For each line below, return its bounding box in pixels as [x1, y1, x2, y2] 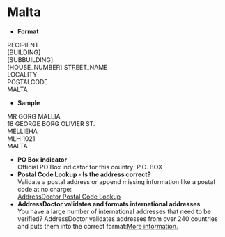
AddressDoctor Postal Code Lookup [17, 192, 121, 201]
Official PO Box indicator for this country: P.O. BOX [17, 162, 163, 171]
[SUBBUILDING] [7, 55, 54, 63]
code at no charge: [17, 185, 72, 193]
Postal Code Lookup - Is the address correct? [17, 170, 151, 178]
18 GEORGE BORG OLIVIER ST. [7, 119, 95, 128]
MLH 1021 [7, 134, 36, 143]
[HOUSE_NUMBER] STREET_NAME [7, 63, 108, 71]
